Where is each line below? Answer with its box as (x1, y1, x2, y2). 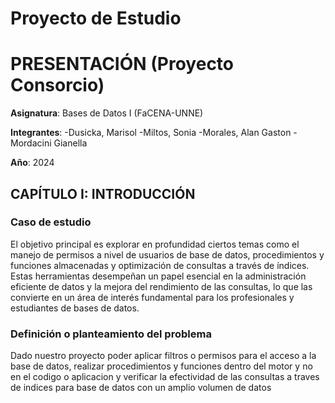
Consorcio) (10, 74, 105, 97)
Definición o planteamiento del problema (10, 327, 212, 341)
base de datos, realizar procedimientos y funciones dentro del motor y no (10, 360, 313, 372)
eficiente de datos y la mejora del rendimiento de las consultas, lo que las (10, 280, 313, 292)
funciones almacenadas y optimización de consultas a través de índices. (10, 259, 310, 271)
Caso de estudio (10, 215, 92, 229)
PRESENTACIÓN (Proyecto (10, 53, 235, 76)
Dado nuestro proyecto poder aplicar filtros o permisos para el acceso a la (10, 350, 317, 362)
